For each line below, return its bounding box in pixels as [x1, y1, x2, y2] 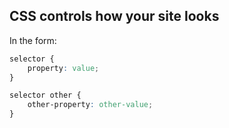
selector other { [9, 90, 82, 101]
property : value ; [27, 63, 100, 73]
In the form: [9, 34, 57, 46]
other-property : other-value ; [27, 100, 154, 110]
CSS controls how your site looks [9, 8, 220, 25]
